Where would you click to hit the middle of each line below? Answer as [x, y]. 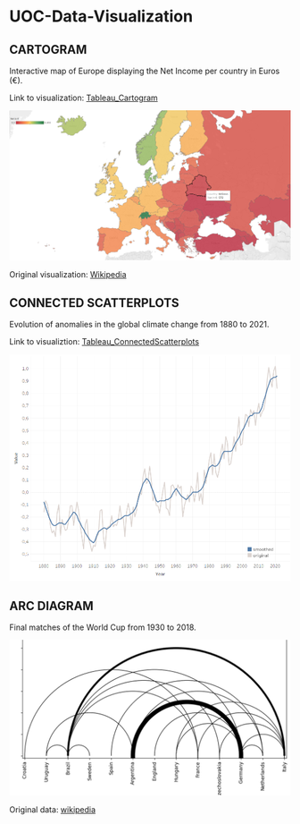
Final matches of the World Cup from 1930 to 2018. [103, 627]
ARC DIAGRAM [51, 606]
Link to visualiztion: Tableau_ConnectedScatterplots [104, 342]
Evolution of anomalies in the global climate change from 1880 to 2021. [139, 325]
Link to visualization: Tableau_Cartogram [83, 98]
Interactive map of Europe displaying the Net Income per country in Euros [145, 71]
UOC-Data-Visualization [101, 17]
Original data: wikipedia [53, 810]
